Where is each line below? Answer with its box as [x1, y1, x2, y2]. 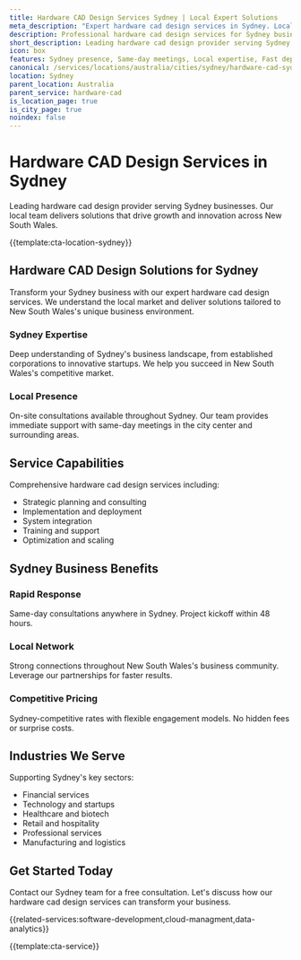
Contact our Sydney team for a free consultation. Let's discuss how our [9, 887, 273, 898]
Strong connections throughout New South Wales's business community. [9, 660, 279, 671]
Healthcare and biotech [21, 808, 109, 819]
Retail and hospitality [21, 818, 100, 829]
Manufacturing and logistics [21, 837, 126, 848]
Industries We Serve [9, 748, 125, 764]
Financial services [21, 790, 90, 800]
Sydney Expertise [9, 328, 88, 341]
